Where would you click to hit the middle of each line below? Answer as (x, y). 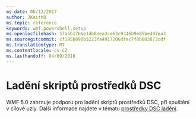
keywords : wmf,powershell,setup (46, 28)
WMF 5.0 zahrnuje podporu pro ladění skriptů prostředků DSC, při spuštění (98, 102)
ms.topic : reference (32, 23)
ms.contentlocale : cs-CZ (37, 51)
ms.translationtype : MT (36, 45)
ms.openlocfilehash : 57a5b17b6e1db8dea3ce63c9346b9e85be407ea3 (86, 34)
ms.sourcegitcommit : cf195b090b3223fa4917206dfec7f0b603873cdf (86, 39)
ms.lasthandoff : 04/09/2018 (41, 56)
